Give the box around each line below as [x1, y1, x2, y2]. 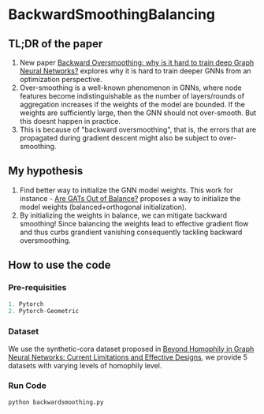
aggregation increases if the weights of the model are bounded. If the [19, 100, 246, 109]
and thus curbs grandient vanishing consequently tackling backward [19, 227, 243, 237]
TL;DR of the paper [8, 37, 103, 50]
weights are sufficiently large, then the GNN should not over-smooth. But [19, 108, 257, 117]
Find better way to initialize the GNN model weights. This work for [19, 185, 234, 195]
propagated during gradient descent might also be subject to [19, 133, 218, 143]
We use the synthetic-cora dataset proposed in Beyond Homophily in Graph [8, 344, 255, 353]
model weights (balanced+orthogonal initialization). [19, 202, 187, 211]
